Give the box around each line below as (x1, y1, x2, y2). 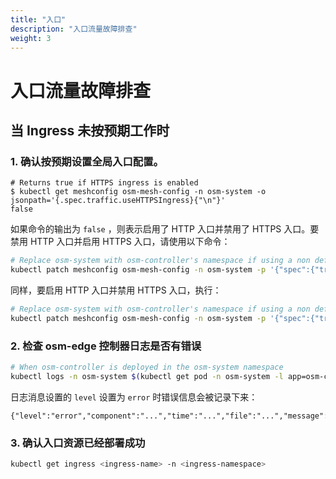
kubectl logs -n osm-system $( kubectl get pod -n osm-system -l (10, 371, 284, 381)
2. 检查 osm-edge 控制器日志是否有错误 (10, 339, 202, 353)
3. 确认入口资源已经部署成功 (10, 436, 146, 450)
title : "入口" (10, 14, 67, 25)
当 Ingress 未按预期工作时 (10, 122, 170, 139)
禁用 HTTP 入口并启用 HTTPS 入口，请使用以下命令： (10, 236, 231, 248)
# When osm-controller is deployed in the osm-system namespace (10, 362, 284, 373)
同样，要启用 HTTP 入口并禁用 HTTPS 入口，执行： (10, 284, 222, 296)
